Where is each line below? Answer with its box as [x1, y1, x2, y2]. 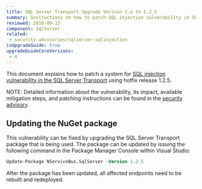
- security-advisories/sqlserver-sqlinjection [8, 37, 128, 43]
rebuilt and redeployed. [6, 176, 64, 184]
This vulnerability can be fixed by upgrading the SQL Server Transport [6, 134, 180, 141]
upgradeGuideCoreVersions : [6, 48, 74, 54]
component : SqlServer [6, 25, 61, 32]
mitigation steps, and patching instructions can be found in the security [6, 94, 183, 102]
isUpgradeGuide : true [6, 43, 61, 49]
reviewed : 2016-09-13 [6, 20, 61, 26]
